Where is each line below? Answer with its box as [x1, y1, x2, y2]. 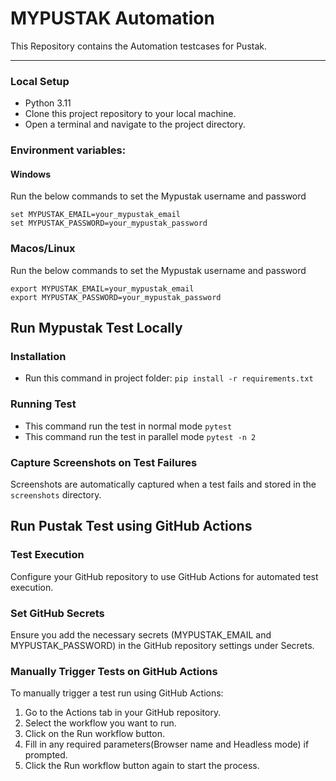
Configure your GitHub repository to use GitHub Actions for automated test [10, 570, 319, 582]
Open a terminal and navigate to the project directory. [24, 118, 246, 131]
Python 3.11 [24, 97, 72, 109]
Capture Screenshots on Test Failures [10, 455, 198, 469]
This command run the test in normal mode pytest [24, 420, 233, 432]
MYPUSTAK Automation [10, 7, 215, 30]
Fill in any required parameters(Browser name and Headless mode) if [24, 738, 310, 751]
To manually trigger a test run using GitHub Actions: [10, 687, 224, 699]
